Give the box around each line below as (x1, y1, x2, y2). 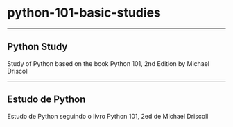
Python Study (7, 41, 68, 53)
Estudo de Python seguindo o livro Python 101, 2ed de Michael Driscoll (7, 112, 209, 120)
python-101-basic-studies (7, 5, 162, 21)
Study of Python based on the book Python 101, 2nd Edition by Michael (7, 59, 210, 67)
